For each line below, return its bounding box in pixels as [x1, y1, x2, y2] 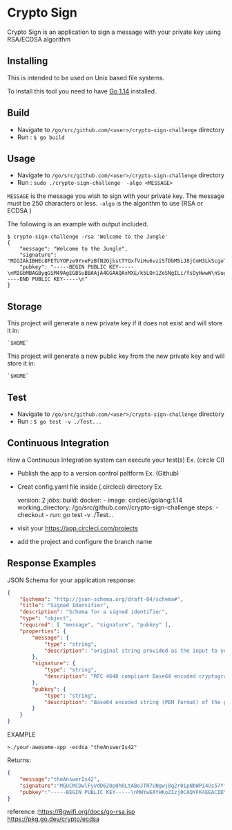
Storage [7, 300, 43, 312]
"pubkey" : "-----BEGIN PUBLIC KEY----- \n [19, 788, 137, 795]
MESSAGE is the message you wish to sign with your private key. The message [7, 192, 224, 200]
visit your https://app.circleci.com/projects [17, 524, 138, 532]
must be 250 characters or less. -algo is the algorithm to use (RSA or [7, 199, 204, 208]
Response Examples [7, 557, 97, 569]
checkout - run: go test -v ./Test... [17, 510, 114, 518]
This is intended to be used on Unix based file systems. [7, 73, 165, 82]
